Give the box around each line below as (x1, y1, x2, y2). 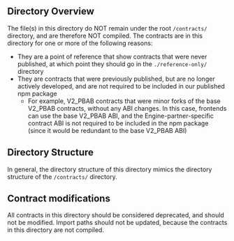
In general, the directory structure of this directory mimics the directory (7, 165, 212, 173)
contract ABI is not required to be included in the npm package (27, 118, 209, 127)
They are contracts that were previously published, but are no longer (17, 75, 215, 83)
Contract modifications (7, 193, 110, 205)
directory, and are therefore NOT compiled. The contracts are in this (7, 31, 203, 40)
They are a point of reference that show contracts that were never (17, 52, 207, 61)
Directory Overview (7, 6, 94, 17)
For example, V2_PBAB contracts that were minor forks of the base (27, 97, 221, 105)
